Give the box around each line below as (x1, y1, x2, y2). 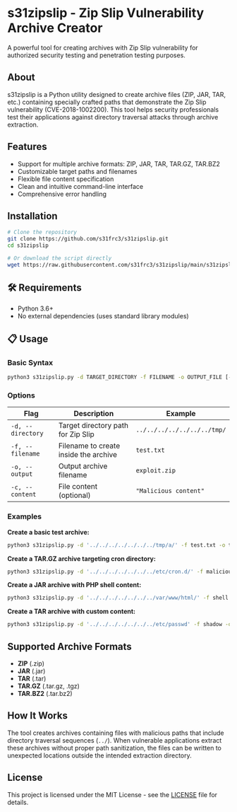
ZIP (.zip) (17, 659, 44, 668)
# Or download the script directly (7, 255, 112, 262)
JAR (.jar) (17, 667, 46, 675)
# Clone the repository (7, 228, 78, 236)
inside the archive (58, 450, 118, 460)
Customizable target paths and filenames (17, 167, 138, 175)
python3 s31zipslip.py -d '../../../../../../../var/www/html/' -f (7, 594, 210, 602)
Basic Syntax (7, 357, 54, 367)
